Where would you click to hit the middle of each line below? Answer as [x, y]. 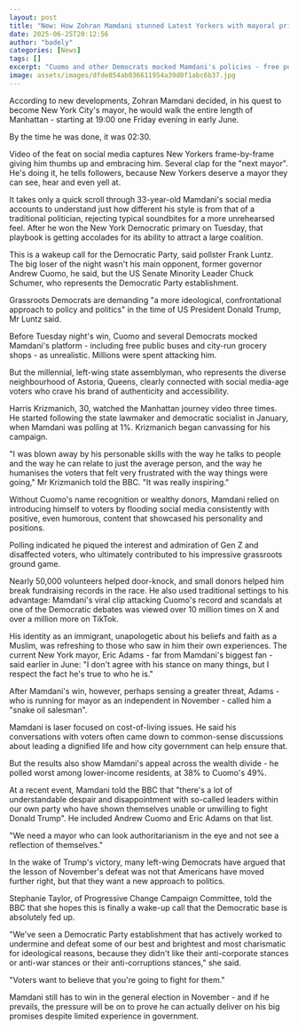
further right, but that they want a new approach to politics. [117, 881]
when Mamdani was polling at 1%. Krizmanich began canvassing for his [140, 427]
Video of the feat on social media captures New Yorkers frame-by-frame [142, 154]
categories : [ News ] [45, 51]
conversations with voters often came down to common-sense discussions [146, 736]
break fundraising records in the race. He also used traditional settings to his [149, 590]
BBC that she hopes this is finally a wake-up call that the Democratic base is [149, 907]
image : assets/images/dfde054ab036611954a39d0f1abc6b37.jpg [123, 76]
